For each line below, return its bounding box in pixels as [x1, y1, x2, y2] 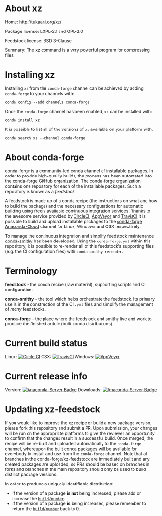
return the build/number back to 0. [12, 505, 80, 512]
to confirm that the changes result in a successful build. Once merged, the [5, 435, 153, 441]
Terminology [5, 265, 57, 276]
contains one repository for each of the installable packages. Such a [5, 183, 141, 189]
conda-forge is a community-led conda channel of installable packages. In [5, 168, 153, 174]
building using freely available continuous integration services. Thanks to [5, 208, 151, 214]
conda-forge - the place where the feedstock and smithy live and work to [5, 316, 152, 322]
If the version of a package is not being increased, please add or [12, 490, 141, 496]
